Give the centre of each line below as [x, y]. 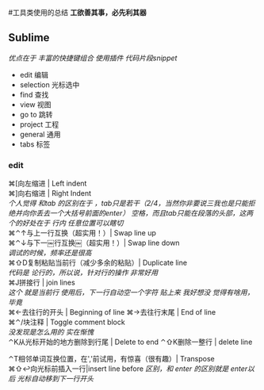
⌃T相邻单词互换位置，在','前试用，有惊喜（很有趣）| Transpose [112, 359]
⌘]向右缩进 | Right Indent [50, 193]
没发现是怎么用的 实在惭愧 [51, 332]
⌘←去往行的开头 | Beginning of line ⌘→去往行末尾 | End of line [112, 312]
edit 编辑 [34, 75]
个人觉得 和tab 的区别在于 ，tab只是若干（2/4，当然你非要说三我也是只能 [128, 203]
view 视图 [35, 104]
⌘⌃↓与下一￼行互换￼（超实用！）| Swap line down [94, 243]
